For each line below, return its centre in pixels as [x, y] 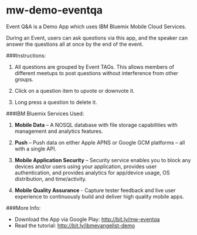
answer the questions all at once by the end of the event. [75, 44]
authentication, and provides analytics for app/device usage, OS [92, 172]
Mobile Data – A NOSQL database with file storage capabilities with [96, 125]
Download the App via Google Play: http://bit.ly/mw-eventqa [87, 219]
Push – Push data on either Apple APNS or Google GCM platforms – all [100, 142]
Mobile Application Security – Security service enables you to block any [103, 160]
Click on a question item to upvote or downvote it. [74, 90]
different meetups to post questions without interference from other [96, 73]
